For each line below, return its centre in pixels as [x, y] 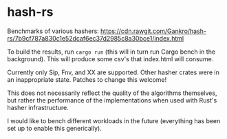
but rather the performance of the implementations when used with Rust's [112, 100]
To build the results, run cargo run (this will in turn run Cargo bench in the [111, 52]
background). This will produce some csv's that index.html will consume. [110, 58]
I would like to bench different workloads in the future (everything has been [114, 120]
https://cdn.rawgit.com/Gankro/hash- [154, 31]
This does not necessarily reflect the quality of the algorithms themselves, [112, 93]
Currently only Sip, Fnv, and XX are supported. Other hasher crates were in [113, 72]
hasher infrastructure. [38, 107]
